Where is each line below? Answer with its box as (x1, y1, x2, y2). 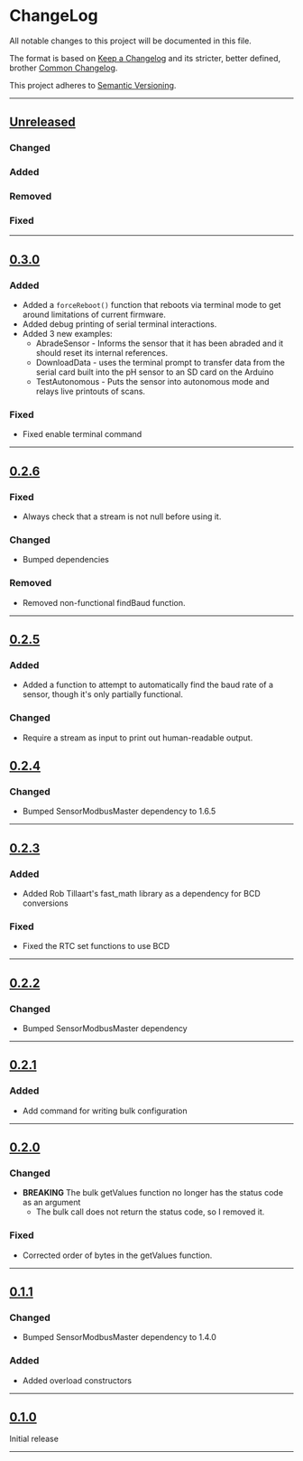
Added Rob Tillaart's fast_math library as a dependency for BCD (22, 889, 261, 899)
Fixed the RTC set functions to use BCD (22, 941, 170, 952)
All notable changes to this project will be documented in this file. (9, 35, 252, 46)
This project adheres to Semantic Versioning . (9, 79, 177, 90)
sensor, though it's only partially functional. (22, 689, 183, 700)
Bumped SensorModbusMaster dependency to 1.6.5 (22, 805, 216, 817)
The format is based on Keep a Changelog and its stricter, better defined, (9, 52, 281, 63)
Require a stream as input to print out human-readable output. (22, 732, 253, 743)
